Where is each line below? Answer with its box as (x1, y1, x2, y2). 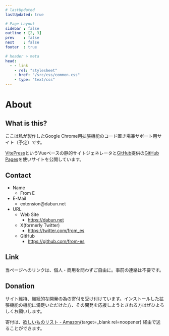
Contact (5, 171, 31, 180)
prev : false (5, 35, 39, 40)
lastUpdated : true (5, 12, 44, 17)
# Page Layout (5, 21, 35, 26)
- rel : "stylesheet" (14, 68, 58, 73)
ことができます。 (9, 325, 45, 331)
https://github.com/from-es (27, 238, 85, 244)
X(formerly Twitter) (20, 222, 60, 228)
